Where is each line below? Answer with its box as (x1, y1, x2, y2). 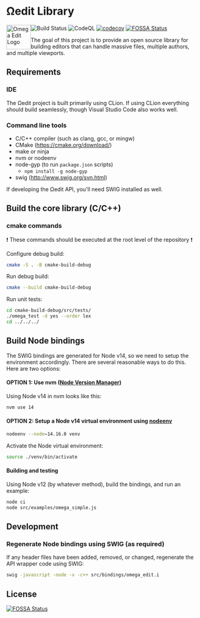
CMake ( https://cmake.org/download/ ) (15, 141, 112, 148)
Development (6, 522, 59, 532)
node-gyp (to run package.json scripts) (15, 161, 113, 168)
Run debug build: (6, 273, 49, 280)
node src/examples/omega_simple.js (6, 504, 97, 511)
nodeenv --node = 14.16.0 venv (6, 431, 80, 437)
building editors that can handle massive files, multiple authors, (30, 43, 190, 50)
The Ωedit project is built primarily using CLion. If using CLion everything (6, 99, 189, 106)
